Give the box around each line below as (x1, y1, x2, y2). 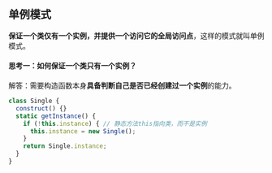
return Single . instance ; (23, 142, 107, 150)
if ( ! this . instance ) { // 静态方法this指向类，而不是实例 (23, 119, 207, 128)
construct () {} (15, 104, 67, 112)
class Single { (8, 97, 60, 106)
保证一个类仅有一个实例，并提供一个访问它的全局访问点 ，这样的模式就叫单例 (8, 31, 265, 41)
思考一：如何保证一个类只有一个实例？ (8, 61, 136, 71)
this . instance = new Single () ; (29, 127, 136, 136)
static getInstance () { (15, 112, 96, 120)
